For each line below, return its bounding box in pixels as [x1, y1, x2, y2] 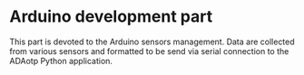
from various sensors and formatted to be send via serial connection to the [9, 45, 289, 56]
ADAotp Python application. [9, 55, 113, 66]
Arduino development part [9, 6, 213, 27]
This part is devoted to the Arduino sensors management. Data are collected [9, 36, 295, 47]
